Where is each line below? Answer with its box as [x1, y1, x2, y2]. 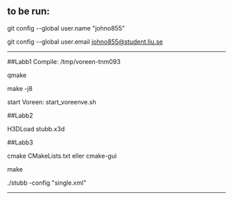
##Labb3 [7, 138, 33, 147]
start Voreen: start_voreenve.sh [7, 97, 96, 106]
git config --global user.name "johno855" [7, 24, 126, 32]
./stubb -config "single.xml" [7, 178, 87, 187]
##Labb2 [7, 111, 33, 119]
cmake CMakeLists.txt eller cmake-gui [7, 151, 117, 160]
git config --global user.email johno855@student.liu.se [7, 37, 163, 46]
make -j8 [7, 84, 33, 92]
